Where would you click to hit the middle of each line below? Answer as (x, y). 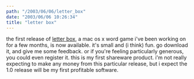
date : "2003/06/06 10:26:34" (42, 17)
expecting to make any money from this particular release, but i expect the (97, 64)
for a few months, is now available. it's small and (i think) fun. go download (97, 45)
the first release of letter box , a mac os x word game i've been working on (96, 39)
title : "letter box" (32, 22)
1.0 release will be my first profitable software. (62, 70)
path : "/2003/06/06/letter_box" (46, 11)
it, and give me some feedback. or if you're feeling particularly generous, (95, 51)
